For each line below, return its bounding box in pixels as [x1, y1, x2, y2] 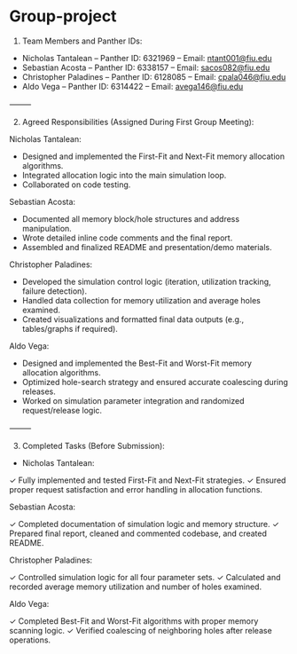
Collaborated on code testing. [21, 179, 131, 190]
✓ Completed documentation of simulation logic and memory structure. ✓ [9, 518, 279, 529]
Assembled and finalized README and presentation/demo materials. [21, 241, 272, 252]
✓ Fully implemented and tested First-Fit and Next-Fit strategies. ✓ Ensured [9, 475, 286, 485]
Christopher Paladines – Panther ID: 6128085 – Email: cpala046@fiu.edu [21, 71, 286, 82]
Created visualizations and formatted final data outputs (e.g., [21, 313, 245, 325]
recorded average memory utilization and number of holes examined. [9, 581, 262, 592]
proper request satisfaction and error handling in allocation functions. [9, 484, 263, 494]
